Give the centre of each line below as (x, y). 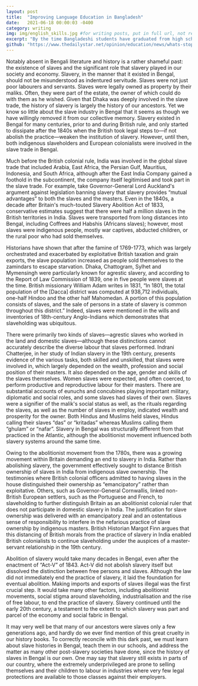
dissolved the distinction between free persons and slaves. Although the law (99, 571)
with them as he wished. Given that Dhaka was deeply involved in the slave (97, 99)
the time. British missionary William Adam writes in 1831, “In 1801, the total (96, 285)
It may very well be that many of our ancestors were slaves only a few (91, 626)
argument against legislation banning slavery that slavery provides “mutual (97, 192)
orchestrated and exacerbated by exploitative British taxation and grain (92, 254)
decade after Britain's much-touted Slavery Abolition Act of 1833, (85, 205)
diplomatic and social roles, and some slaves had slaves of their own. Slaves (99, 397)
